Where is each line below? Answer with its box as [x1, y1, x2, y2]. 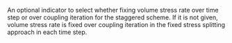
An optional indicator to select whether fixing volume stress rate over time [7, 6, 219, 14]
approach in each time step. [7, 28, 88, 36]
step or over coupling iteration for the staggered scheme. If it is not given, [7, 13, 218, 21]
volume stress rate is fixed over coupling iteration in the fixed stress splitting [7, 21, 226, 28]
